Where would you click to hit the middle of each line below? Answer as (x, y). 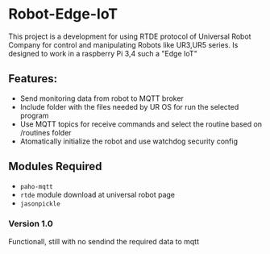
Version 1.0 (31, 224)
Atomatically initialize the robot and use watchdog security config (129, 141)
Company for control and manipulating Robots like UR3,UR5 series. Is (123, 44)
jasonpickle (40, 204)
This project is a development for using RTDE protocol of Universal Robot (130, 36)
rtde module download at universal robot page (98, 194)
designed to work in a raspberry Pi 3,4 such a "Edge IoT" (103, 53)
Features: (33, 79)
